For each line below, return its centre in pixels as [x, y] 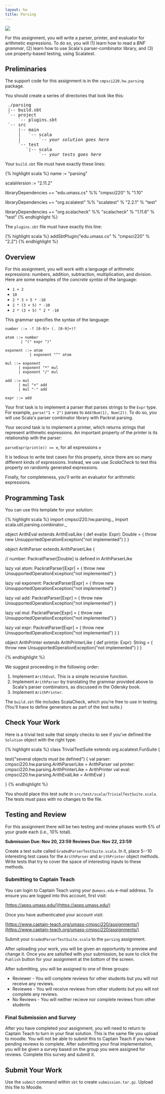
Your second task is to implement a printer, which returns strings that [75, 427]
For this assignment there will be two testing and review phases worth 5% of [83, 826]
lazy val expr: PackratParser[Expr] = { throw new [55, 627]
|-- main [29, 130]
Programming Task [35, 498]
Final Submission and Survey [41, 1017]
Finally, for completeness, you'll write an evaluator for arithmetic [70, 477]
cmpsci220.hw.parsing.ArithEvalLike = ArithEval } [55, 775]
